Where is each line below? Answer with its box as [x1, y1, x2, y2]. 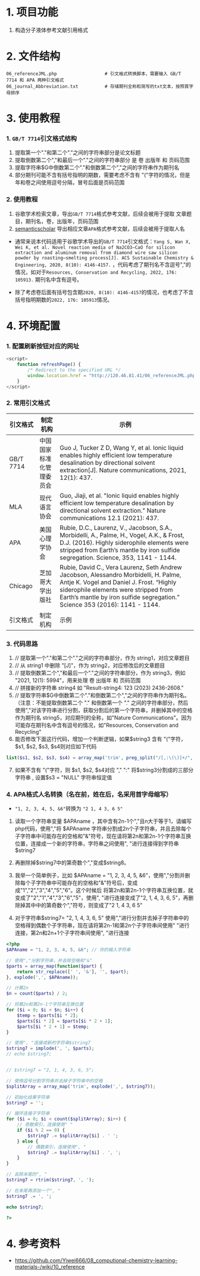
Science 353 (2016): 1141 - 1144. [59, 600, 160, 608]
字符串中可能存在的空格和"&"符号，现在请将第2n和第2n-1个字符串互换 [20, 833, 192, 840]
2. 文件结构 [6, 50, 61, 63]
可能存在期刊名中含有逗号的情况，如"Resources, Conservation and [14, 721, 179, 729]
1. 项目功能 [6, 5, 58, 19]
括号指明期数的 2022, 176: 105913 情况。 [14, 296, 113, 303]
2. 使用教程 [6, 195, 38, 204]
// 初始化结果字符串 [6, 1094, 50, 1100]
